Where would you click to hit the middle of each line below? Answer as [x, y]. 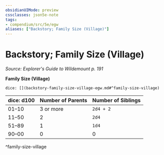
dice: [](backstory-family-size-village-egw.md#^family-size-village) [83, 88]
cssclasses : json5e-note [32, 15]
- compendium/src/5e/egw [32, 24]
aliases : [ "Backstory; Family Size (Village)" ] [57, 29]
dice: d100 [21, 101]
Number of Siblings [116, 101]
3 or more [52, 109]
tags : [11, 20]
